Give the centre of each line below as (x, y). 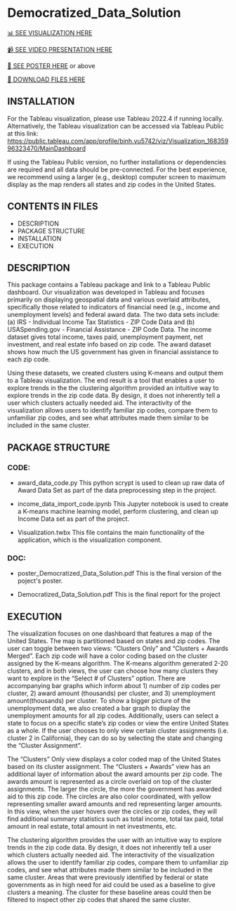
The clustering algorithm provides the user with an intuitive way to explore (114, 840)
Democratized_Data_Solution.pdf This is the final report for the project (119, 595)
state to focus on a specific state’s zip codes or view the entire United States (118, 723)
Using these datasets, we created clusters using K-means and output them (115, 373)
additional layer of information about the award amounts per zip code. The (115, 774)
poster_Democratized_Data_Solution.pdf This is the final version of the (119, 574)
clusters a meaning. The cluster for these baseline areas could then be (110, 892)
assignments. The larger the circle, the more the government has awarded (115, 789)
